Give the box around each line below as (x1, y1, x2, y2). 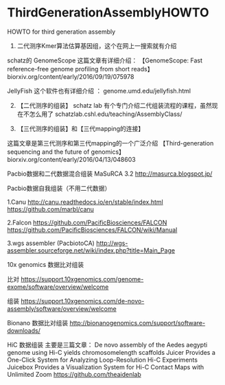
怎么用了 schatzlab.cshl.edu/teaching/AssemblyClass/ (29, 110, 183, 118)
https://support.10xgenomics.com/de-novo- (20, 296, 145, 305)
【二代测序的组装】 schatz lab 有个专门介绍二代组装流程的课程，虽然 (16, 101, 213, 109)
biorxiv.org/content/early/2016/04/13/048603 (7, 155, 136, 163)
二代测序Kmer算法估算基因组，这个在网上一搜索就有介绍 (16, 41, 177, 49)
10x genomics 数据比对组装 (7, 260, 84, 268)
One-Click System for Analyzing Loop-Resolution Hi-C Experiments (7, 355, 198, 364)
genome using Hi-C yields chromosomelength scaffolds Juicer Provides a (7, 348, 216, 356)
